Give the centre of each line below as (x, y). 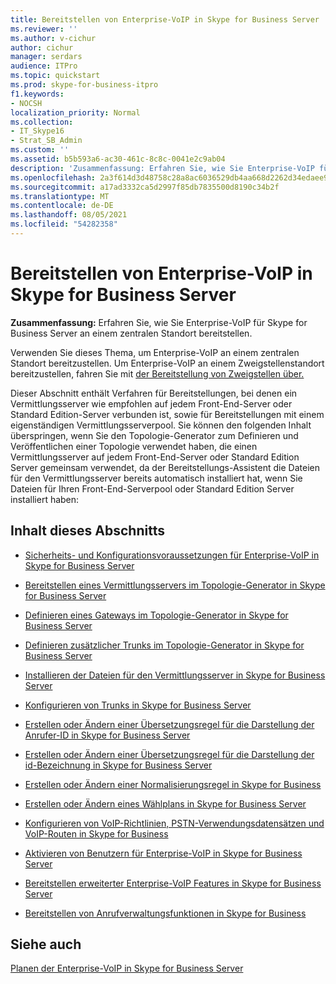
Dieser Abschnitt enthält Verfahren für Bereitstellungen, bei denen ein (154, 393)
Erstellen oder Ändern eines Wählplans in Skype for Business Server (165, 803)
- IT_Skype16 (37, 131)
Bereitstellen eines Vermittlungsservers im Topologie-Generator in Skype (175, 585)
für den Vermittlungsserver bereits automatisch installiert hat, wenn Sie (156, 478)
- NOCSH (26, 103)
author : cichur (42, 47)
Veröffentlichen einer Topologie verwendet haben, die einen (134, 446)
